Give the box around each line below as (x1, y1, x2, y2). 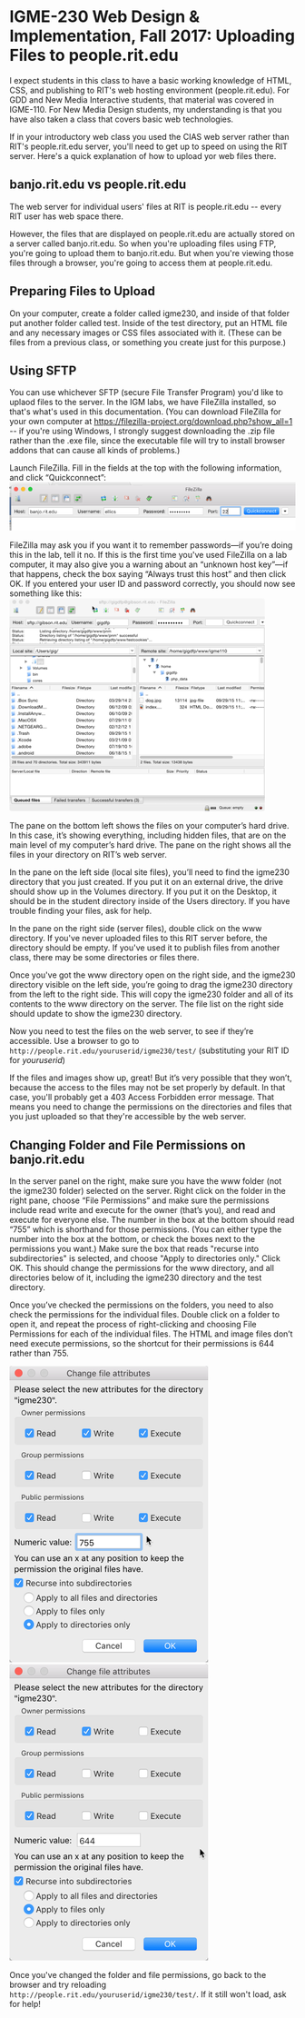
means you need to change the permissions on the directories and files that (9, 1101, 292, 1112)
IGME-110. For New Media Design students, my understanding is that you (9, 104, 282, 114)
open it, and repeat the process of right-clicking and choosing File (9, 1318, 257, 1329)
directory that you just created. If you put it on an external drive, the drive (9, 877, 284, 888)
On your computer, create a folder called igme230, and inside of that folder (9, 307, 290, 319)
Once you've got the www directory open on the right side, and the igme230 (9, 969, 296, 980)
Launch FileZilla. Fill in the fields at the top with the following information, (9, 462, 282, 473)
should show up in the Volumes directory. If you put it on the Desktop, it (9, 886, 277, 897)
